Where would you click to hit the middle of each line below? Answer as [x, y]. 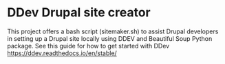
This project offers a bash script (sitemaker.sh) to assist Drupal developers [113, 31]
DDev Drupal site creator [79, 13]
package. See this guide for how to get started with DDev [88, 46]
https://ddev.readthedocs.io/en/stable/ [62, 53]
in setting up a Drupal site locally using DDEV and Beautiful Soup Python [110, 38]
